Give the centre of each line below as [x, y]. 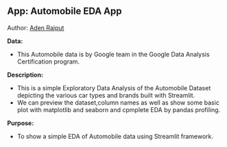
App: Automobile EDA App [64, 11]
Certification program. [48, 62]
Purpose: [21, 123]
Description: [25, 75]
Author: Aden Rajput [36, 27]
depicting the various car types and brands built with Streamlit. [106, 95]
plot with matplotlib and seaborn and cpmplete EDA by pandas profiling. [119, 109]
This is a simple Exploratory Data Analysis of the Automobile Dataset [114, 88]
